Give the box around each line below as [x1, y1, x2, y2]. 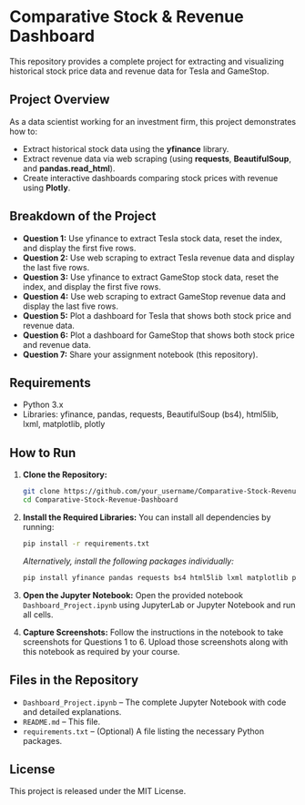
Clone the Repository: [22, 469, 107, 480]
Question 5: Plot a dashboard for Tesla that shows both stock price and [22, 310, 291, 321]
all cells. [22, 608, 54, 620]
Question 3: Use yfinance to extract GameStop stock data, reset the [22, 271, 280, 282]
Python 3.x [22, 399, 64, 411]
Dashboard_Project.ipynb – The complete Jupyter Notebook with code [22, 697, 287, 708]
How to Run [9, 444, 76, 461]
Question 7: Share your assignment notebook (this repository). [22, 349, 259, 360]
